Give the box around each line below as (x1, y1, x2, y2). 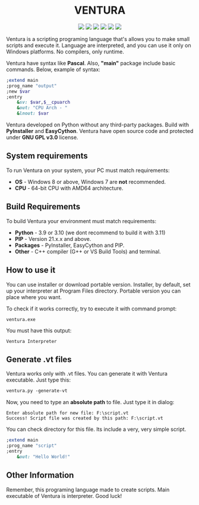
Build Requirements (6, 202, 81, 212)
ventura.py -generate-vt (6, 388, 68, 394)
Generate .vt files (6, 354, 72, 364)
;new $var (6, 88, 31, 94)
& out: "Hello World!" (17, 453, 70, 460)
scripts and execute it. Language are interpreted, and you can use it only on (6, 42, 191, 49)
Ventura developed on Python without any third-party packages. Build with (6, 121, 189, 128)
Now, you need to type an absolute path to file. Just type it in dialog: (6, 399, 175, 406)
